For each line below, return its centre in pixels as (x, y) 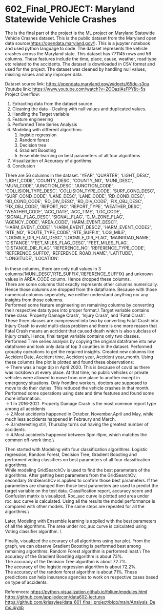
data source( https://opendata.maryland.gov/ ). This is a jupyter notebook (78, 43)
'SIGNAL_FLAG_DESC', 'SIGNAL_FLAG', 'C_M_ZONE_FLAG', (65, 217)
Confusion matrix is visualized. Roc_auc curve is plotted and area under (77, 496)
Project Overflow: (23, 94)
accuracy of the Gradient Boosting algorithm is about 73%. (64, 556)
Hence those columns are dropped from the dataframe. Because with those (81, 289)
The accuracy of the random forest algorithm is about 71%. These (71, 572)
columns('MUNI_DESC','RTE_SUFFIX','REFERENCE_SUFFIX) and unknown (79, 274)
